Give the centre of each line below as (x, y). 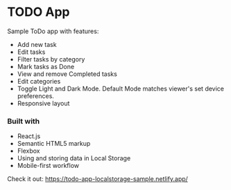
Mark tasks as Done (46, 66)
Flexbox (28, 151)
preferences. (35, 96)
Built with (24, 121)
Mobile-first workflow (48, 166)
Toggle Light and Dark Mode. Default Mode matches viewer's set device (120, 88)
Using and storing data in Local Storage (74, 158)
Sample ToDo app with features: (53, 31)
